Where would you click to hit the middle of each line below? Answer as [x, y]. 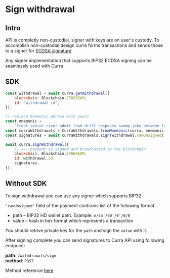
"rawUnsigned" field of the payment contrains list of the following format [80, 205]
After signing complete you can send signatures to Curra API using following [85, 240]
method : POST [19, 260]
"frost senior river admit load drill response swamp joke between [87, 126]
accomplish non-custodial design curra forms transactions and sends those [84, 45]
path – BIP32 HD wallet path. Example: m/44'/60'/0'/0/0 [71, 215]
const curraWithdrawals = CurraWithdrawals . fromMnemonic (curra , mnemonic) [86, 130]
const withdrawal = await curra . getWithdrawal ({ [57, 93]
